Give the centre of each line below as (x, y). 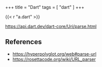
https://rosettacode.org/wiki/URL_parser (54, 59)
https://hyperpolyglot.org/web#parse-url (54, 54)
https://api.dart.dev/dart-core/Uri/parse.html (51, 26)
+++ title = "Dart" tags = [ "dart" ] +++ (45, 7)
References (23, 42)
